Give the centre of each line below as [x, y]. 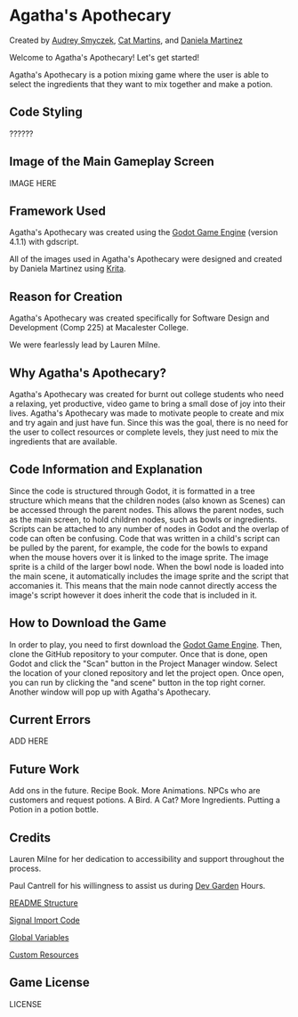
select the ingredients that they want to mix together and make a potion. [141, 84]
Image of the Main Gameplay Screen [112, 162]
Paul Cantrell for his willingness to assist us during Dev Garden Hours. [137, 886]
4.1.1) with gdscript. [44, 242]
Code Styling [46, 112]
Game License [50, 983]
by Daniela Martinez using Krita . [68, 269]
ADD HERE [29, 741]
